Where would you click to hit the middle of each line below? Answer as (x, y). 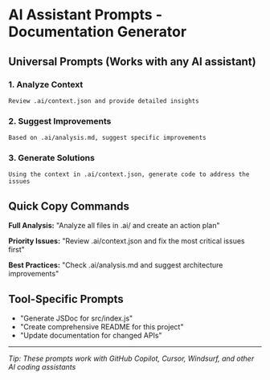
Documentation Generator (98, 32)
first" (17, 250)
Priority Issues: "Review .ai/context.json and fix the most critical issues (127, 241)
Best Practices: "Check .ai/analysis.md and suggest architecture (116, 265)
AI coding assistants (42, 367)
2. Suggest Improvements (60, 121)
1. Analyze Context (46, 84)
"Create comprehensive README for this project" (102, 327)
